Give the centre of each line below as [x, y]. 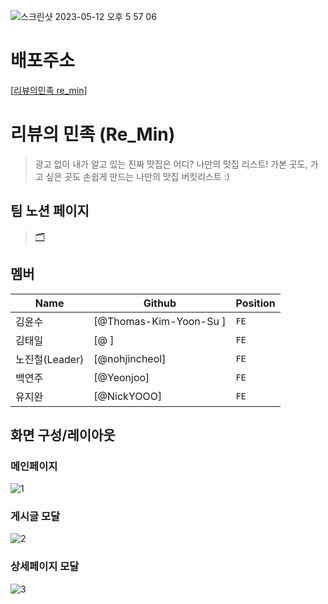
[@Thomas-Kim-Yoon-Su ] [160, 321]
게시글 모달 [35, 517]
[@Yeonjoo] [121, 377]
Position [255, 303]
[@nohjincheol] [130, 358]
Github [160, 303]
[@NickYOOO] [128, 396]
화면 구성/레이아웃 [63, 435]
